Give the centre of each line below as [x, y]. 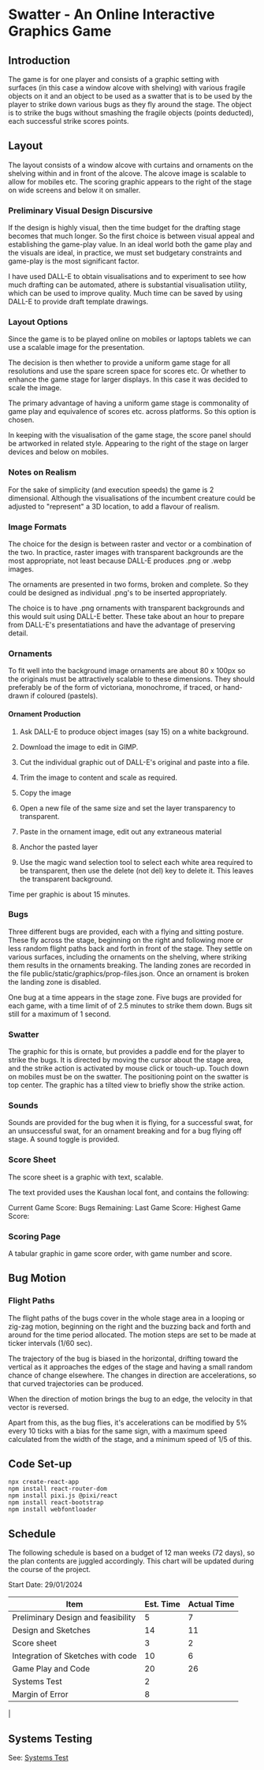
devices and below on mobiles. [58, 452]
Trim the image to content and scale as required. [98, 777]
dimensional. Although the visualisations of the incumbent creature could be [132, 497]
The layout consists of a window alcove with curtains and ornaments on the [131, 165]
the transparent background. [66, 879]
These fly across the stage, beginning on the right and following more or [126, 940]
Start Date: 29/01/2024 [45, 1585]
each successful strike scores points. [69, 121]
